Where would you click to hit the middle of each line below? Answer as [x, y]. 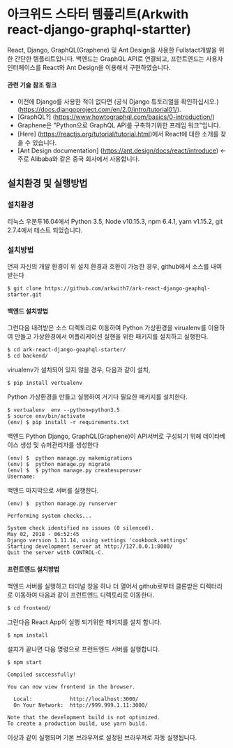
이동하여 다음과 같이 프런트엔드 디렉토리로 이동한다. [84, 595]
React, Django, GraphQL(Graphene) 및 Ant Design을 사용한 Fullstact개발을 [112, 50]
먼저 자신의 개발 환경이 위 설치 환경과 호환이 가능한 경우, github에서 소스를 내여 [115, 267]
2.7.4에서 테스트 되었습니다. [45, 230]
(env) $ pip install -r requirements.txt [68, 423]
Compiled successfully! [42, 675]
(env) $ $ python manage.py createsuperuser [74, 471]
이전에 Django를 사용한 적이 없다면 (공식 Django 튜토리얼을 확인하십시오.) [118, 101]
